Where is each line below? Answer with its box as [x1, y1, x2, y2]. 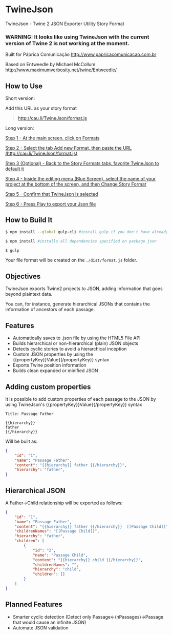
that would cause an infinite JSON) [12, 619, 87, 625]
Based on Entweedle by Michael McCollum [5, 62, 96, 68]
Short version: [5, 95, 35, 101]
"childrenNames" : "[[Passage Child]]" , [14, 529, 100, 534]
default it [5, 166, 24, 172]
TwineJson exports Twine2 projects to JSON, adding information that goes [5, 285, 163, 292]
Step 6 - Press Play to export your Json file [5, 201, 96, 207]
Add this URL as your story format [5, 105, 77, 111]
